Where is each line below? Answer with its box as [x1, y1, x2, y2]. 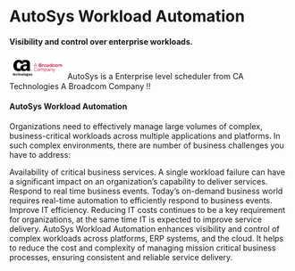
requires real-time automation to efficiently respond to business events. [9, 195, 273, 206]
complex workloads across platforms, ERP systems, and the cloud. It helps [9, 234, 284, 243]
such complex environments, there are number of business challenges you [9, 140, 284, 151]
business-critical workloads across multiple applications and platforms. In [9, 131, 281, 141]
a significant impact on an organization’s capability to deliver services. [9, 177, 268, 186]
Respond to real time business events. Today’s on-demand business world [9, 185, 283, 196]
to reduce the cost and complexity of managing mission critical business [9, 242, 276, 253]
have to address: [9, 150, 72, 160]
